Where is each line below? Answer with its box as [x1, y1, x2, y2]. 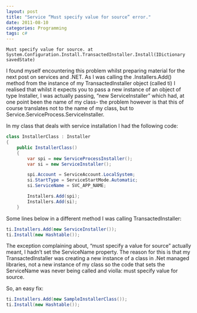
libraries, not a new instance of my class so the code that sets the [6, 261, 165, 268]
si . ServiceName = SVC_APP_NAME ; [27, 183, 107, 189]
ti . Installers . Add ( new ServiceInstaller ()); [6, 226, 117, 232]
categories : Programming [6, 25, 67, 31]
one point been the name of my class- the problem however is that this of [6, 98, 184, 106]
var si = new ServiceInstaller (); [27, 161, 112, 167]
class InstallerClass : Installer [6, 134, 91, 140]
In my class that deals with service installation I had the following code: [6, 122, 178, 129]
